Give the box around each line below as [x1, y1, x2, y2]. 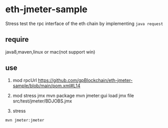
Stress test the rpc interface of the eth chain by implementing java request [5, 20, 163, 27]
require [5, 35, 29, 44]
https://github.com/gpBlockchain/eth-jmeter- [38, 77, 133, 83]
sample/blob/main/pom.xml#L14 [12, 83, 81, 89]
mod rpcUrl [12, 77, 37, 83]
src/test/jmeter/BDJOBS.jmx [12, 98, 73, 104]
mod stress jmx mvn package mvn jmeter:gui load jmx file [12, 92, 134, 98]
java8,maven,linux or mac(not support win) [5, 48, 95, 55]
